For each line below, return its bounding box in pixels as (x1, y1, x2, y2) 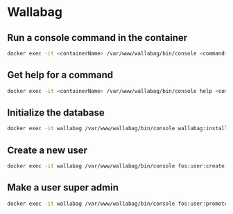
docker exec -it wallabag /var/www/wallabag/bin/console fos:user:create (7, 163, 225, 170)
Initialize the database (7, 107, 105, 118)
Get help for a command (7, 69, 113, 81)
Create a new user (7, 144, 88, 156)
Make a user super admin (7, 181, 119, 194)
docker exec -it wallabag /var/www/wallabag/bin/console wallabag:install (7, 125, 228, 132)
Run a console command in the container (7, 32, 188, 44)
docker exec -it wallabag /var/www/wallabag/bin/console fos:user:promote (7, 200, 228, 207)
